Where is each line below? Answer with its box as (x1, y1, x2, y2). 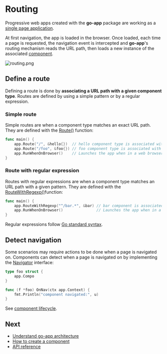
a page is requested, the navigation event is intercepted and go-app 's (5, 40, 148, 46)
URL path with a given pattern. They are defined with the (5, 184, 121, 190)
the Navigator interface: (5, 260, 54, 266)
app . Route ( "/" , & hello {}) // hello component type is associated (14, 142, 155, 146)
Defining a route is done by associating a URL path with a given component (5, 88, 162, 94)
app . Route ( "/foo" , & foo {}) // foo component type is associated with (14, 146, 162, 151)
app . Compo (14, 274, 35, 279)
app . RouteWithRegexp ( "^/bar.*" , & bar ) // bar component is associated (14, 203, 164, 208)
